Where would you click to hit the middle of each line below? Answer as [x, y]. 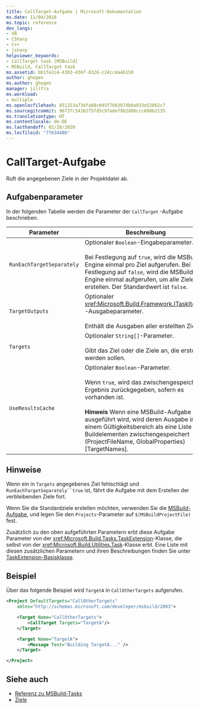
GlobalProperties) [161, 441]
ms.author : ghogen [29, 84]
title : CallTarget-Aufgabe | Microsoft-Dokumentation [74, 12]
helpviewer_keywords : [33, 56]
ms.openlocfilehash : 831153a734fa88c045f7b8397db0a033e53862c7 [86, 105]
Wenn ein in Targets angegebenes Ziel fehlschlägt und [73, 484]
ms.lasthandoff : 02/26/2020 [41, 127]
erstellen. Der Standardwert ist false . [137, 287]
